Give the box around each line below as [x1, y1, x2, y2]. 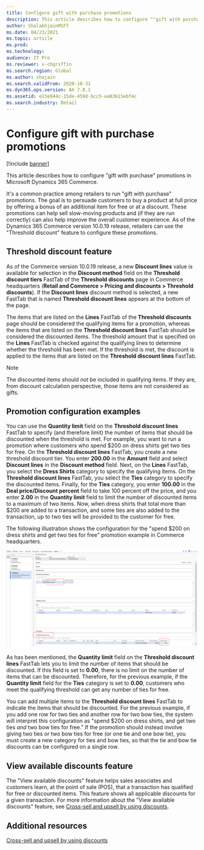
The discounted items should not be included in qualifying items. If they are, [6, 375, 196, 383]
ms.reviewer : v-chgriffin [6, 61, 72, 67]
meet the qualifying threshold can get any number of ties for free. [6, 686, 170, 693]
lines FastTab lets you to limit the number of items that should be [6, 660, 169, 667]
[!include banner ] [6, 160, 50, 167]
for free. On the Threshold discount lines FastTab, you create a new [6, 448, 178, 456]
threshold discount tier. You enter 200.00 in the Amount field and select [6, 455, 188, 462]
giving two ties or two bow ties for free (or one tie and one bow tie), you [6, 730, 186, 737]
